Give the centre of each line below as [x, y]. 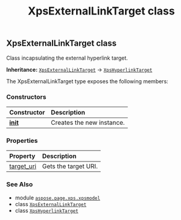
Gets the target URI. [70, 166]
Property [22, 156]
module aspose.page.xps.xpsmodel [58, 198]
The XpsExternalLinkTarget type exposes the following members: [87, 81]
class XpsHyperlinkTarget [46, 210]
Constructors [26, 96]
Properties [22, 140]
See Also [20, 184]
